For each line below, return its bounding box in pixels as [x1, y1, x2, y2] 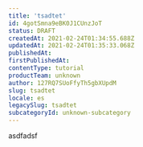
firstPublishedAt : [8, 57, 70, 65]
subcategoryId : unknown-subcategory [8, 109, 131, 117]
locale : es [8, 94, 45, 102]
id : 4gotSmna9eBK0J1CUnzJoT [8, 19, 103, 27]
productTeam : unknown [8, 71, 81, 80]
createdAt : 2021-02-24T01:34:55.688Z [8, 34, 135, 43]
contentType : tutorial [8, 64, 84, 72]
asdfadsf [8, 131, 38, 141]
